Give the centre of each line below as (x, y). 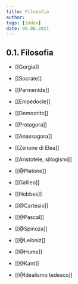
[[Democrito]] (32, 113)
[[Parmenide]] (32, 90)
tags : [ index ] (24, 23)
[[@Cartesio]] (32, 206)
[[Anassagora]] (33, 136)
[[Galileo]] (27, 183)
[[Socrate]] (28, 79)
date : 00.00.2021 (28, 28)
